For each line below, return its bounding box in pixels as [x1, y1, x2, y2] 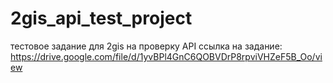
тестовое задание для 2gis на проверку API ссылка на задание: [10, 40, 283, 52]
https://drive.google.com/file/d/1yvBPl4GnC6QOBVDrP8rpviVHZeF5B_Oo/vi [10, 50, 323, 62]
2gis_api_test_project [10, 7, 193, 30]
